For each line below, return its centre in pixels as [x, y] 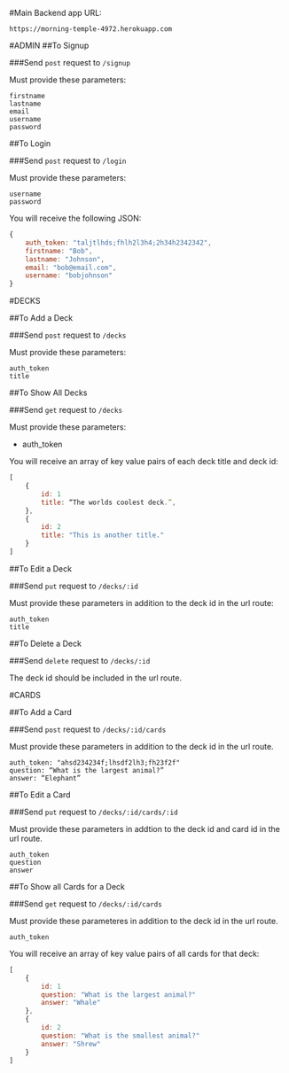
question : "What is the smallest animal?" [121, 1036]
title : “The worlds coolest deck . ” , [109, 502]
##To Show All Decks [48, 393]
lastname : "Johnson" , [65, 259]
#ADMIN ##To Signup [49, 45]
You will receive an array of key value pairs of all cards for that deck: [134, 953]
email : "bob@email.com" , [71, 268]
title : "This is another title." [103, 535]
